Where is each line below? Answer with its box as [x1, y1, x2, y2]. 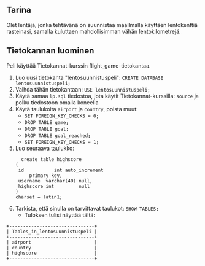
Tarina [6, 5, 32, 15]
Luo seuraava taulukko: [15, 144, 75, 152]
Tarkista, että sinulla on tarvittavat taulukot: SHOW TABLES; [15, 205, 159, 212]
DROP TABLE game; [24, 119, 69, 125]
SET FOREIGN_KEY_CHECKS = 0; [24, 113, 99, 119]
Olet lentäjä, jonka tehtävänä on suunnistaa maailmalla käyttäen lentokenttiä [6, 21, 198, 28]
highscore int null [18, 183, 90, 189]
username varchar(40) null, [18, 178, 93, 184]
